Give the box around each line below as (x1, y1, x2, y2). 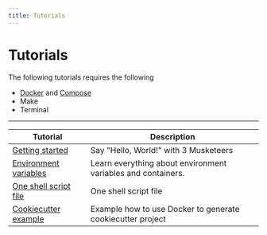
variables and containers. (90, 167, 185, 178)
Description (149, 131, 195, 142)
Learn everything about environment (90, 157, 227, 168)
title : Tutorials (8, 11, 66, 20)
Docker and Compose (19, 88, 92, 97)
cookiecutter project (90, 213, 167, 224)
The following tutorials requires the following (8, 72, 154, 82)
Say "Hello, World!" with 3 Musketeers (90, 144, 234, 155)
